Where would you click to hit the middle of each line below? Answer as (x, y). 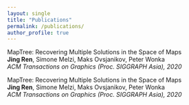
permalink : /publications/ (46, 26)
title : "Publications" (40, 20)
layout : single (29, 13)
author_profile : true (38, 33)
